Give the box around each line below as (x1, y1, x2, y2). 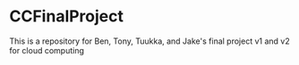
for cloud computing (9, 45, 85, 55)
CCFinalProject (9, 6, 124, 27)
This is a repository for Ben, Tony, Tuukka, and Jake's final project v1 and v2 (9, 36, 290, 46)
